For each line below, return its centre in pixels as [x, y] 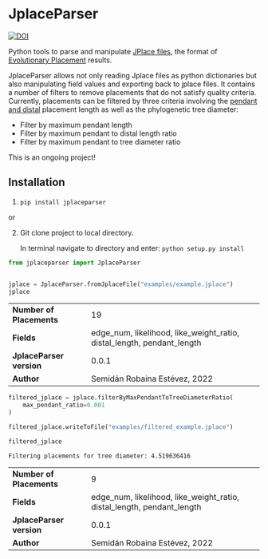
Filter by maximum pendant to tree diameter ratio [100, 141]
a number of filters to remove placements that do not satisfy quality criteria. [132, 92]
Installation [37, 182]
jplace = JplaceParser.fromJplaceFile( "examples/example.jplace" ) [121, 284]
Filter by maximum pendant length [76, 125]
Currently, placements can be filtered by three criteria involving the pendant [133, 101]
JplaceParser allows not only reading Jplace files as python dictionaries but [133, 75]
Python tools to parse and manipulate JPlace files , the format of [113, 51]
